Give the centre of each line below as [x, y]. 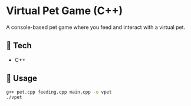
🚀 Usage [22, 79]
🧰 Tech [19, 46]
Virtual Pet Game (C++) [65, 11]
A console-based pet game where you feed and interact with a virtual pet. [96, 27]
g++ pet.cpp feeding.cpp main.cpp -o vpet [59, 92]
